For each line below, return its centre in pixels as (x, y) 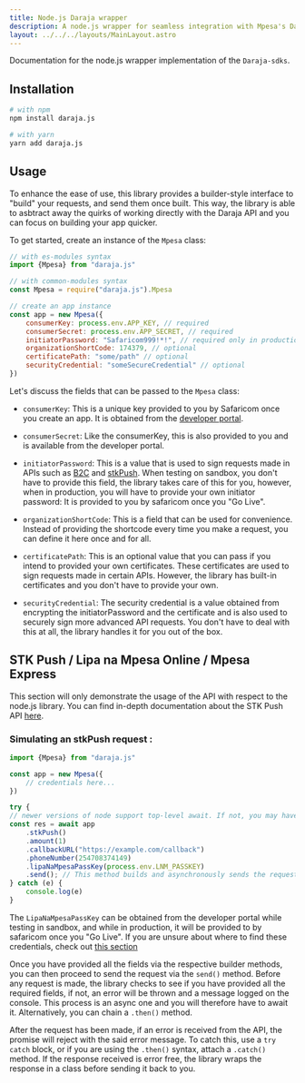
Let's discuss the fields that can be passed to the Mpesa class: (125, 390)
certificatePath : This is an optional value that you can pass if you (146, 556)
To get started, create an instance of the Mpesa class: (108, 240)
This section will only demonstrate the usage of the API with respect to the (149, 696)
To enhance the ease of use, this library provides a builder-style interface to (152, 193)
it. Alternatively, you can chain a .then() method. (101, 1012)
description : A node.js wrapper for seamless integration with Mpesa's (148, 26)
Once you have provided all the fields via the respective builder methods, (146, 964)
